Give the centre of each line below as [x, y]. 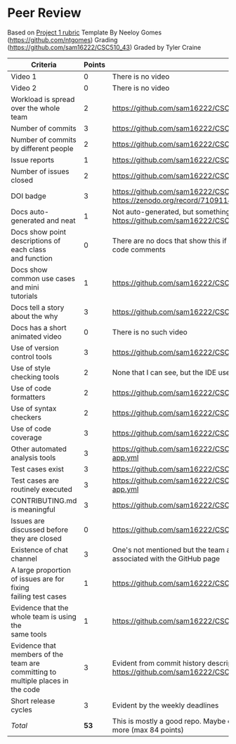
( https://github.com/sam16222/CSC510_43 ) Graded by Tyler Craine [104, 47]
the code [26, 689]
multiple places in [40, 681]
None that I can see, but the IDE [164, 372]
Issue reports [33, 159]
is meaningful [33, 509]
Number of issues [40, 171]
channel [24, 559]
